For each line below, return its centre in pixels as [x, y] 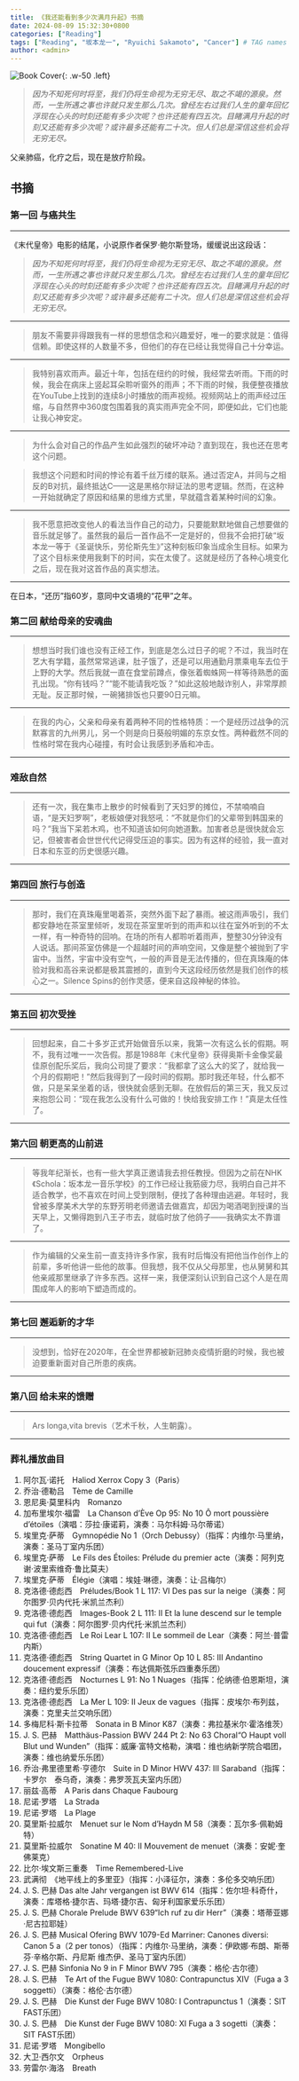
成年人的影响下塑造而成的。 [90, 1289]
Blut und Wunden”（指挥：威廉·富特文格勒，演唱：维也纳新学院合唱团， [154, 1746]
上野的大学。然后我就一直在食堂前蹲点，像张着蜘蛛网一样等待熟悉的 [156, 673]
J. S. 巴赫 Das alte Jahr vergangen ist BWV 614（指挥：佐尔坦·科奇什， [153, 1890]
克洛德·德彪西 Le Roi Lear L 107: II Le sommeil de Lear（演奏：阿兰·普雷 [156, 1636]
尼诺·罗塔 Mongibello [64, 2046]
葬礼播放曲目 [38, 1459]
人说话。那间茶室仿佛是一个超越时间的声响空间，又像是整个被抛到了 [156, 947]
